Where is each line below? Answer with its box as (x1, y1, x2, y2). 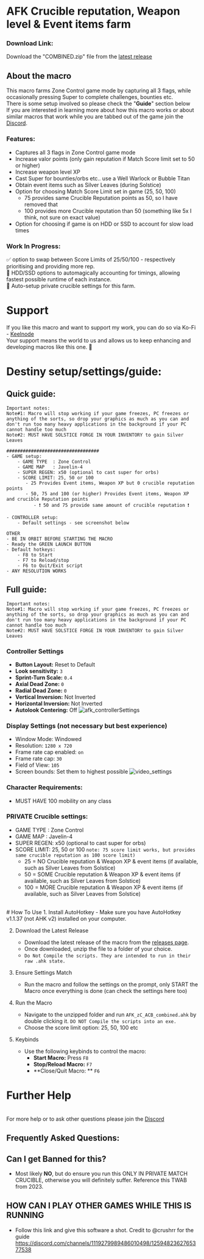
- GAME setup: (6, 453, 43, 459)
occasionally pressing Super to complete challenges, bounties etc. (6, 94, 174, 101)
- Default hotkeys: (6, 546, 56, 553)
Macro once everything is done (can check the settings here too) (24, 987, 188, 994)
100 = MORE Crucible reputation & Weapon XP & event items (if (24, 884, 183, 891)
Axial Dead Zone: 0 (15, 680, 64, 687)
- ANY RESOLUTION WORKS (6, 567, 67, 574)
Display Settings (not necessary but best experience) (6, 722, 167, 730)
